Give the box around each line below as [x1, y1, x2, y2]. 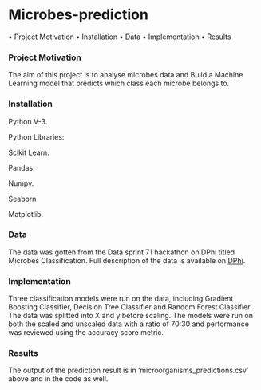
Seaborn [8, 194, 37, 203]
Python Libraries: [8, 132, 65, 141]
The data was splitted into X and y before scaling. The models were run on [8, 311, 254, 321]
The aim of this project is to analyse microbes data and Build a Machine [8, 70, 243, 80]
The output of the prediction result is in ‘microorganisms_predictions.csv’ [8, 365, 249, 376]
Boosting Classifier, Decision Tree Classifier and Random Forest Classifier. [8, 302, 252, 312]
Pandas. [8, 163, 35, 172]
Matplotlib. [8, 209, 44, 219]
